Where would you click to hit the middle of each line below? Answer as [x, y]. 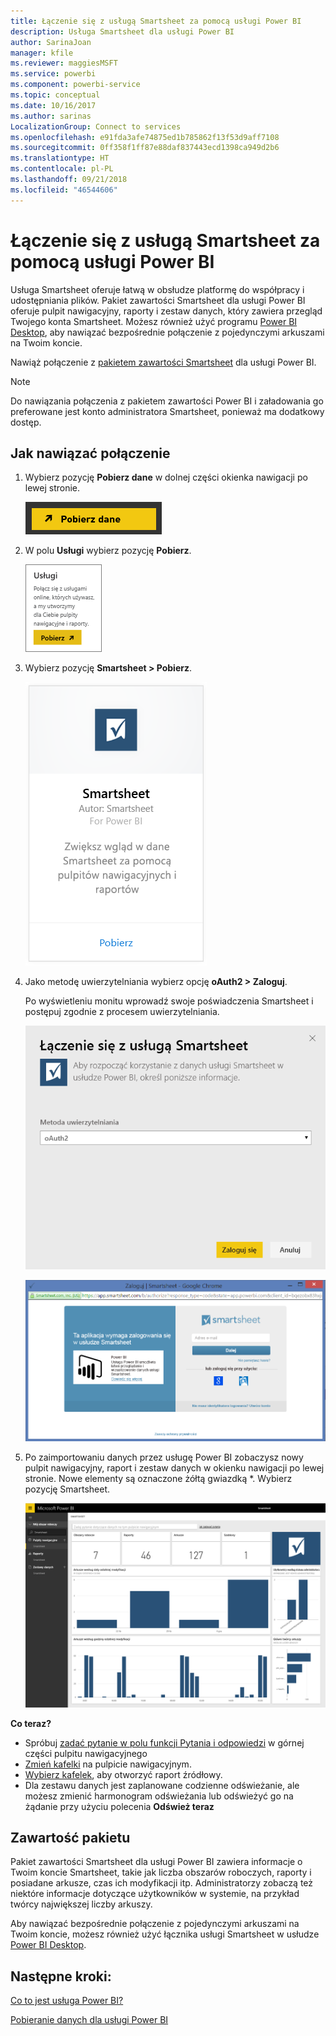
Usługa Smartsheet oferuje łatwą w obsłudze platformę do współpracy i [157, 289]
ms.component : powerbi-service [75, 85]
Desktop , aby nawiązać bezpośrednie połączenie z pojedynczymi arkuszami [167, 332]
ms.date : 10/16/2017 [53, 105]
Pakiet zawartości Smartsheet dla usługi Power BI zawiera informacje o [156, 1862]
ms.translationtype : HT [60, 158]
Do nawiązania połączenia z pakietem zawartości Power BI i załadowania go [167, 401]
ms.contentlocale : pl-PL [62, 169]
